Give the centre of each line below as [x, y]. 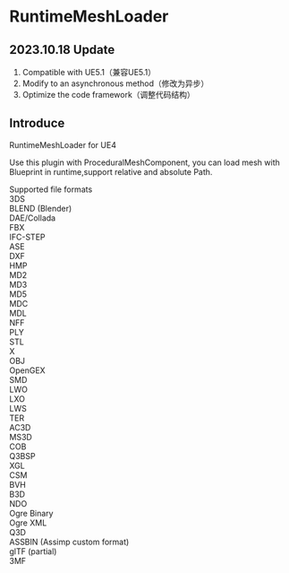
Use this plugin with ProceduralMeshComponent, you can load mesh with [144, 162]
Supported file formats [51, 189]
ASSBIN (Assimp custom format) [69, 542]
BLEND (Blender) [41, 208]
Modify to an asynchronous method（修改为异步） [115, 83]
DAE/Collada [33, 218]
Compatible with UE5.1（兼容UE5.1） [89, 72]
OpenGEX [28, 370]
